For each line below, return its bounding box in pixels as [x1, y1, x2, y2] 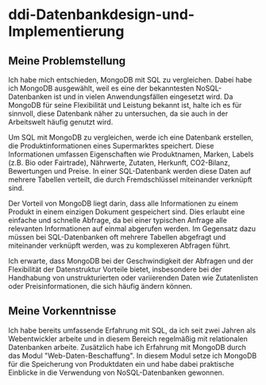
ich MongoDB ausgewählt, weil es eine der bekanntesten [8, 83, 195, 93]
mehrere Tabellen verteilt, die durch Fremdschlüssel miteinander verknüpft [8, 175, 253, 184]
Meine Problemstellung [8, 54, 126, 67]
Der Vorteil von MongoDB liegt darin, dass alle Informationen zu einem [8, 198, 238, 208]
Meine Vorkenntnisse [8, 304, 117, 318]
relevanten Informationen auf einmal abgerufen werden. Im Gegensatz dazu [8, 224, 256, 233]
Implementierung [8, 22, 125, 40]
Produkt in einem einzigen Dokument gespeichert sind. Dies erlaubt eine [8, 207, 245, 216]
